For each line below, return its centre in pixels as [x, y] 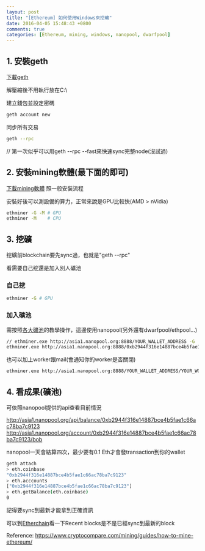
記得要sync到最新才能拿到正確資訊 [50, 510]
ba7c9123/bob [24, 439]
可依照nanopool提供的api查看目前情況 [54, 407]
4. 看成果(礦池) [34, 392]
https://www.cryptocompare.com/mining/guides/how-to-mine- [114, 536]
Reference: [20, 536]
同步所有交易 [22, 127]
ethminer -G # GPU [30, 298]
